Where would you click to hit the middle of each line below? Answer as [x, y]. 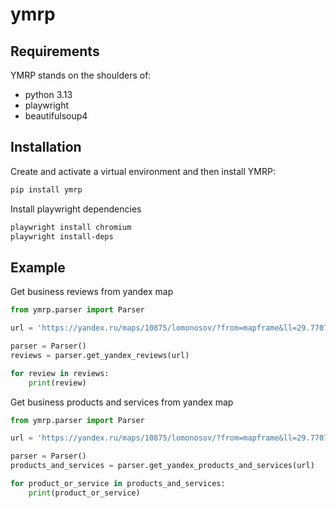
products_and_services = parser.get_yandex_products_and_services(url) [162, 466]
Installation [46, 147]
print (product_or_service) [84, 493]
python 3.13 [48, 94]
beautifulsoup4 [56, 116]
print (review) [57, 383]
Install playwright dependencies [76, 209]
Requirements [55, 51]
